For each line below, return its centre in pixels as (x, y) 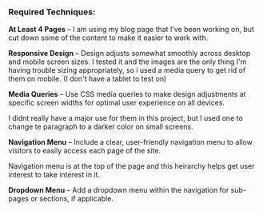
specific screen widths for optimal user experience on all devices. (117, 103)
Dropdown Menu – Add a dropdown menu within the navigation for (119, 190)
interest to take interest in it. (54, 175)
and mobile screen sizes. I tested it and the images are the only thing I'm (128, 62)
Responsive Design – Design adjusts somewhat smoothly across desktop (130, 54)
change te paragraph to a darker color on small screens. (101, 127)
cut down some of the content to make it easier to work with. (108, 38)
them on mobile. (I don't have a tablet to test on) (88, 79)
